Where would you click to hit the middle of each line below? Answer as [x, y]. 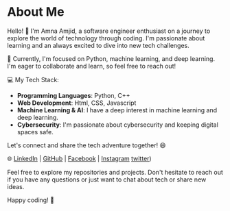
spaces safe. [35, 132]
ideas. [16, 186]
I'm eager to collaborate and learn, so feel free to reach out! [92, 66]
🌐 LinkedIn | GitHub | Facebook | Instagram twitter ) [80, 158]
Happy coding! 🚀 [31, 200]
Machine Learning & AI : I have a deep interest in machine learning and [117, 110]
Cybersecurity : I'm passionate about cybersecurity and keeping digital [117, 125]
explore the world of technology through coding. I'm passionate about [106, 38]
